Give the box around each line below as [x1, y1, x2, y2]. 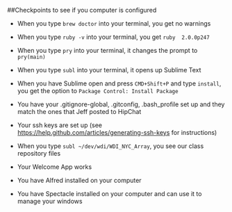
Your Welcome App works [17, 163, 92, 171]
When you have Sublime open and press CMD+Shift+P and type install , [17, 79, 222, 88]
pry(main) [17, 54, 47, 60]
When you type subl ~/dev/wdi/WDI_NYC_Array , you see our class [17, 142, 204, 150]
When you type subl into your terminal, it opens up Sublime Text [17, 66, 201, 74]
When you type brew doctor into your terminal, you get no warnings [17, 19, 211, 27]
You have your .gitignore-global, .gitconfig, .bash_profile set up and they [17, 100, 225, 108]
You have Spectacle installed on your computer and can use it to [17, 190, 202, 197]
